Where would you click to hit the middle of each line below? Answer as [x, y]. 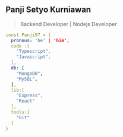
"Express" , [30, 95]
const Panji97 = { [28, 35]
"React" [26, 101]
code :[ [20, 46]
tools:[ [20, 112]
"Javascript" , [34, 57]
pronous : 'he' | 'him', [40, 40]
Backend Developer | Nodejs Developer [68, 24]
